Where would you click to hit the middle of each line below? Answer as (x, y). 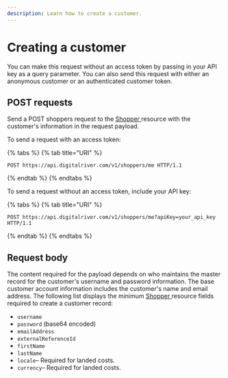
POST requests (40, 103)
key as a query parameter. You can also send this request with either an (108, 73)
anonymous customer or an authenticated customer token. (90, 81)
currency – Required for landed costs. (69, 368)
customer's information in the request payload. (73, 126)
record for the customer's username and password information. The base (111, 281)
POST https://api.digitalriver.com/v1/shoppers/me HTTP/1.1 (95, 165)
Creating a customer (67, 47)
